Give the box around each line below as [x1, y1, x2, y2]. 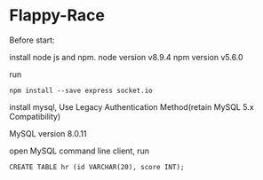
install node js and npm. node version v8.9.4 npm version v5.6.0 [9, 51, 243, 62]
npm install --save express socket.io [9, 86, 153, 95]
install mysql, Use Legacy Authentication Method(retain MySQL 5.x [9, 101, 255, 112]
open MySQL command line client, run [9, 145, 149, 156]
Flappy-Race [9, 5, 105, 26]
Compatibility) [9, 111, 60, 121]
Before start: [9, 35, 55, 45]
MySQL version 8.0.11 [9, 128, 87, 138]
